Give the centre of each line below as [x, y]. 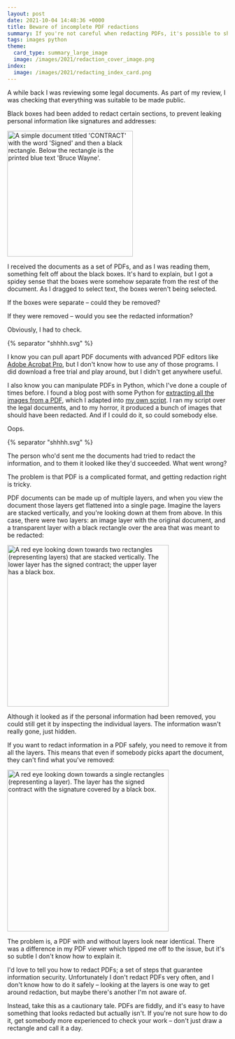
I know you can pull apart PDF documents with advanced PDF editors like [113, 356]
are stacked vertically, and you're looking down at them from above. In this [115, 512]
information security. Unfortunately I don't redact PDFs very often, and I [111, 977]
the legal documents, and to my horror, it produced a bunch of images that [115, 407]
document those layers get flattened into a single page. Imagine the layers [114, 505]
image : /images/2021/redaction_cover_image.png [84, 60]
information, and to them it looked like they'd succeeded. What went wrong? [117, 463]
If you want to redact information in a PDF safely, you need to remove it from [117, 745]
